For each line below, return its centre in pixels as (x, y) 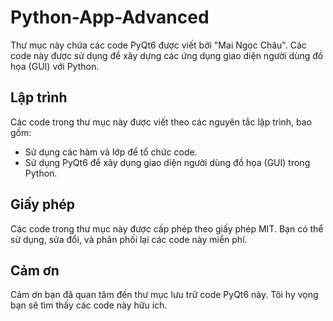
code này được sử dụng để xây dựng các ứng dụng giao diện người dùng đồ (167, 55)
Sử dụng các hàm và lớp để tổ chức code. (111, 152)
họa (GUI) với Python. (55, 66)
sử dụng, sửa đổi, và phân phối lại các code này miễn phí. (129, 239)
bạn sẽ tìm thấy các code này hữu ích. (89, 305)
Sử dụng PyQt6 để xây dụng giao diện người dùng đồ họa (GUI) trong (167, 162)
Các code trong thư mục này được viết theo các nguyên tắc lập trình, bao (161, 122)
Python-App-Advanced (110, 17)
